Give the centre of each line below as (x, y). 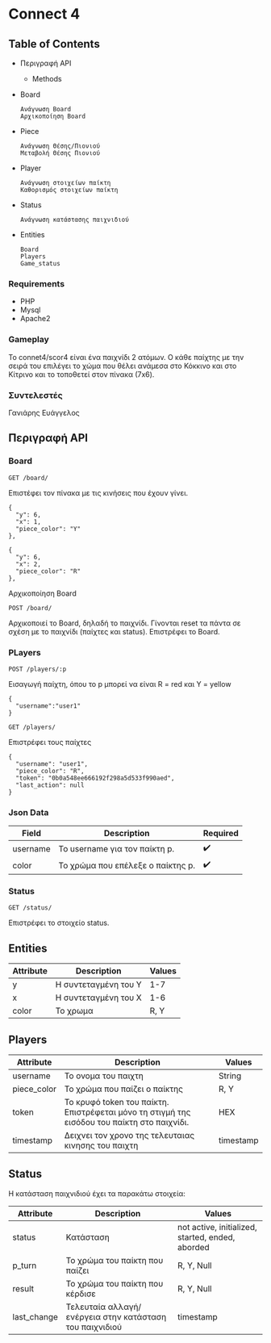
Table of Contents (54, 44)
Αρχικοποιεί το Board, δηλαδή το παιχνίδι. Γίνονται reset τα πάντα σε (125, 623)
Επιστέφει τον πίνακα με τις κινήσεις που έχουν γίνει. (98, 492)
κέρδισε (81, 1294)
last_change (35, 1316)
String (230, 1076)
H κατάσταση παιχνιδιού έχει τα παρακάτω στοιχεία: (97, 1193)
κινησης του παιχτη (101, 1145)
